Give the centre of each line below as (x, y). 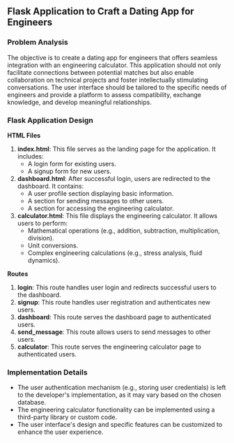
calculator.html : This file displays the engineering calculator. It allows (117, 215)
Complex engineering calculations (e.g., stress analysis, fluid (115, 253)
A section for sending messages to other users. (96, 201)
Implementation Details (48, 372)
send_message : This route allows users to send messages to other (114, 332)
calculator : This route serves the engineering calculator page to (109, 347)
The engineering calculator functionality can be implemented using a (116, 410)
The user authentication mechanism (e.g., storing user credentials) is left (122, 388)
